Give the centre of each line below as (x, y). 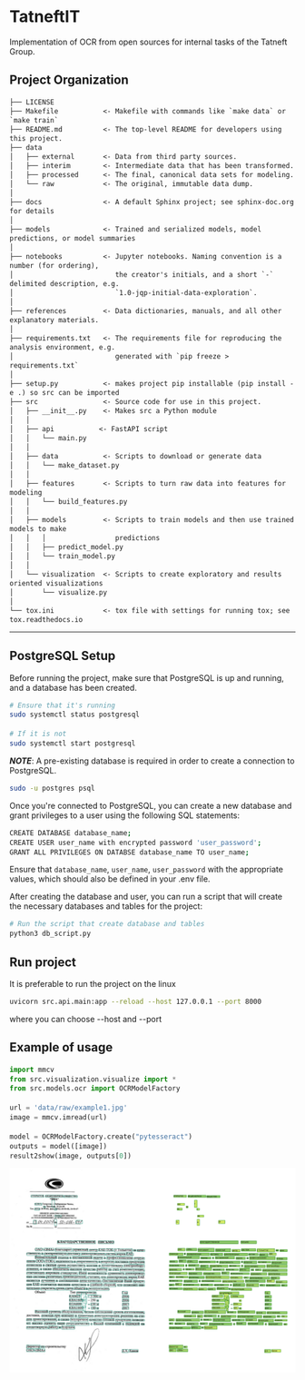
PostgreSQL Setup (63, 656)
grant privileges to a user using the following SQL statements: (125, 815)
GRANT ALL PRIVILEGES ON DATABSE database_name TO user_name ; (129, 852)
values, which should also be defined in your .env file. (110, 879)
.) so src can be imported (69, 392)
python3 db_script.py (50, 934)
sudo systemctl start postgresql (73, 744)
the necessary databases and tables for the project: (106, 906)
